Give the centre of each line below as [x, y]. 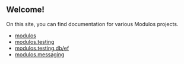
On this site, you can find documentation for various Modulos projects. [92, 24]
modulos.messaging [39, 54]
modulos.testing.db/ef [42, 48]
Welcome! [25, 10]
